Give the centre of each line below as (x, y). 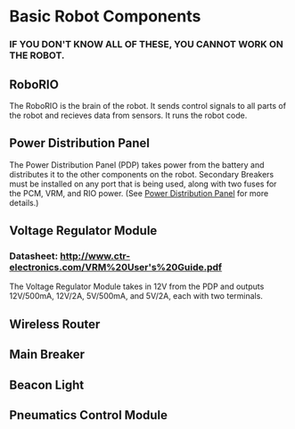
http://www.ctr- (95, 256)
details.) (24, 202)
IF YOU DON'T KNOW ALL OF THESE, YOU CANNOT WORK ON (146, 45)
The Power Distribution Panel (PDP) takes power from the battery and (137, 165)
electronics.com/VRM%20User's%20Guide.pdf (116, 268)
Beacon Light (47, 385)
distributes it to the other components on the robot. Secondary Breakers (142, 174)
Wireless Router (55, 324)
